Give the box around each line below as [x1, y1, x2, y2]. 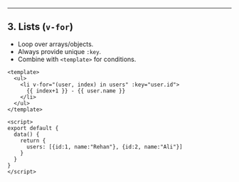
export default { [7, 124, 59, 132]
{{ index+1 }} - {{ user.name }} [26, 87, 126, 95]
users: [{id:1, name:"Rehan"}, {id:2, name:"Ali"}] [26, 143, 183, 150]
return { [20, 136, 46, 144]
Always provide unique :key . [17, 47, 102, 55]
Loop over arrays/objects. [17, 40, 94, 48]
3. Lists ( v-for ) [7, 21, 73, 33]
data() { [14, 131, 40, 138]
